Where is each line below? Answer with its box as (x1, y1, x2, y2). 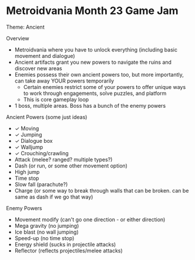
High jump (14, 168, 40, 175)
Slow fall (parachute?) (14, 180, 68, 188)
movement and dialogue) (14, 52, 75, 59)
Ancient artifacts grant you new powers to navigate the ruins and (14, 59, 172, 66)
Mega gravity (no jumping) (14, 222, 79, 229)
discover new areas (14, 64, 63, 71)
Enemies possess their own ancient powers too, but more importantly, (14, 71, 184, 78)
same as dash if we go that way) (14, 193, 93, 200)
